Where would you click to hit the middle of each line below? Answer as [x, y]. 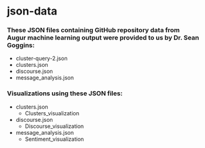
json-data [32, 11]
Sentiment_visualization [54, 139]
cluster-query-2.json [41, 58]
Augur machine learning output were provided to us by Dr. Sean [103, 38]
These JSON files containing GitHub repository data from [93, 30]
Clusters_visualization [52, 113]
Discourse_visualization [54, 126]
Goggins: [21, 45]
